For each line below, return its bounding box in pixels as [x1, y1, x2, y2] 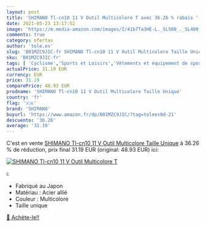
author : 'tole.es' [6, 43, 53, 50]
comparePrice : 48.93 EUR [6, 83, 70, 89]
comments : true [6, 32, 45, 38]
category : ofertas [6, 37, 53, 43]
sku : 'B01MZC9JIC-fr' [6, 54, 62, 61]
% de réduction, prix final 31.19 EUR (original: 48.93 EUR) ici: [6, 146, 159, 154]
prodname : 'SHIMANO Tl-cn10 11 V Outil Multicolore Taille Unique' [6, 89, 183, 95]
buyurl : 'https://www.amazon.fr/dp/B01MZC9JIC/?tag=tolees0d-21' [6, 111, 177, 117]
